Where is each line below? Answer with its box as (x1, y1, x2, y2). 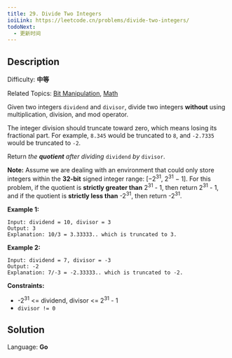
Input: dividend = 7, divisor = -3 (7, 257, 111, 264)
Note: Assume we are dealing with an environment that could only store (7, 166, 215, 174)
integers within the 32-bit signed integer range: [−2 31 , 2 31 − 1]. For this (7, 173, 212, 183)
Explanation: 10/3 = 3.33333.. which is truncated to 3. (7, 231, 177, 238)
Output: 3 (7, 225, 36, 232)
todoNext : (7, 23, 36, 30)
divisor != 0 (17, 305, 56, 312)
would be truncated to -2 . (7, 139, 81, 147)
